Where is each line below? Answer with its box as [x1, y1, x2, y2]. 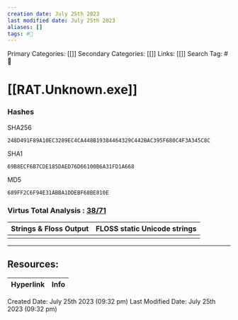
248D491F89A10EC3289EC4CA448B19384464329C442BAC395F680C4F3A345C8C [7, 137, 211, 144]
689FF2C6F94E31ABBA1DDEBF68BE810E [7, 189, 110, 196]
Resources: [7, 258, 59, 270]
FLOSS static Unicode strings [95, 224, 197, 234]
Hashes [7, 107, 34, 117]
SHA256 [7, 123, 32, 132]
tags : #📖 [7, 30, 33, 38]
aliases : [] [7, 23, 42, 30]
